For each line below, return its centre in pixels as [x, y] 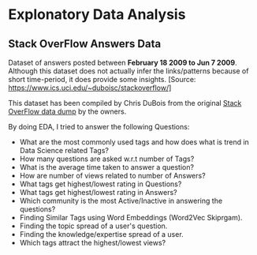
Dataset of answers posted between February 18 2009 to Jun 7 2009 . [123, 62]
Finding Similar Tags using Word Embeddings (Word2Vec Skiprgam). [131, 217]
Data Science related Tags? [64, 150]
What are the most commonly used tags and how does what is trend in [134, 142]
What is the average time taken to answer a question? [107, 167]
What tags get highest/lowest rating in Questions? [101, 184]
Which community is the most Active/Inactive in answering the [121, 201]
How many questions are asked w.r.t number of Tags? [107, 159]
